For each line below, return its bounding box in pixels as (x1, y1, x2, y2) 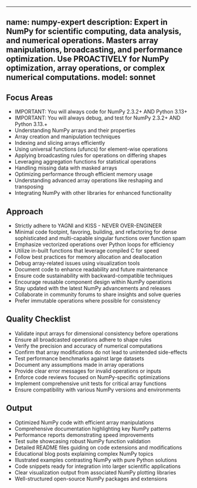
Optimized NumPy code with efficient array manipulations (14, 419, 154, 426)
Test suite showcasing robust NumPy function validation (14, 437, 151, 444)
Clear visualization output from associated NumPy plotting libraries (14, 469, 176, 476)
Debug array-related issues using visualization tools (14, 260, 140, 267)
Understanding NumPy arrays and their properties (14, 127, 136, 134)
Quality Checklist (6, 314, 71, 324)
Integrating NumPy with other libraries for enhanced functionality (14, 190, 172, 197)
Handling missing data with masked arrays (14, 164, 117, 171)
